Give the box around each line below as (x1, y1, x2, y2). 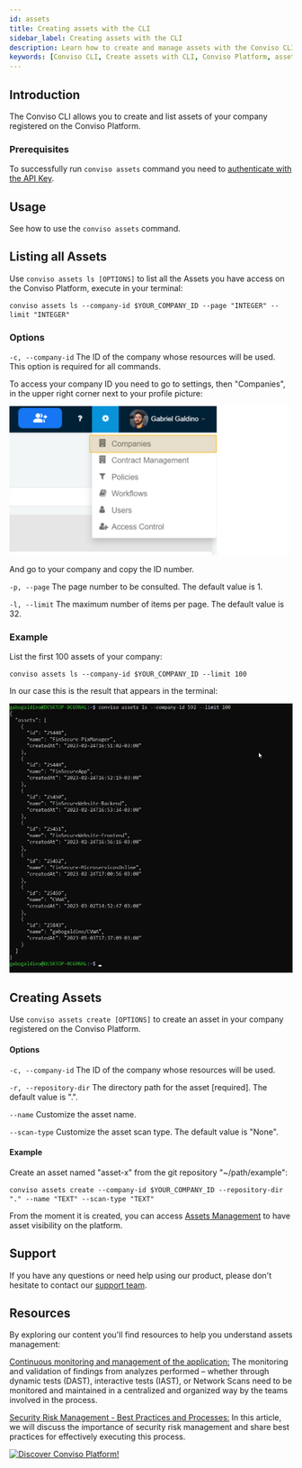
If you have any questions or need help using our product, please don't (9, 1270, 272, 1281)
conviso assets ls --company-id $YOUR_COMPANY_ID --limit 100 (9, 670, 247, 679)
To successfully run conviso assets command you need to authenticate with (9, 163, 292, 175)
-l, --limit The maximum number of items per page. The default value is (9, 598, 285, 609)
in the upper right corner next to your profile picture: (9, 388, 203, 399)
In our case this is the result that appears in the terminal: (9, 686, 218, 697)
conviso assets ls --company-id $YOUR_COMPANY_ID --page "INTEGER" (9, 301, 268, 310)
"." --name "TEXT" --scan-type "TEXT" (9, 1194, 155, 1203)
